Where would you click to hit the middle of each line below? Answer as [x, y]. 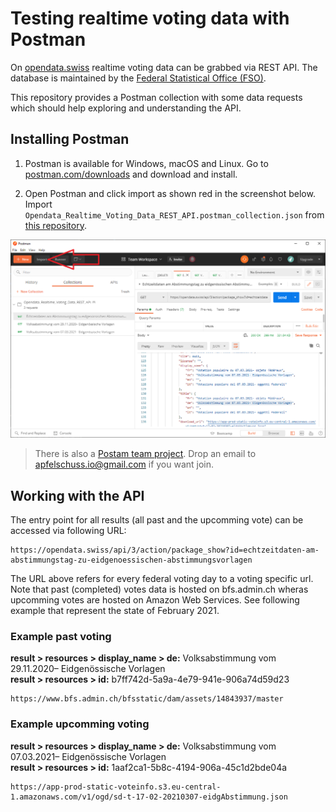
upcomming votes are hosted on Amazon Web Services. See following [155, 600]
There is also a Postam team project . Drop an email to [145, 454]
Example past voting [61, 636]
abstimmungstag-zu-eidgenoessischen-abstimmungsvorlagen [131, 560]
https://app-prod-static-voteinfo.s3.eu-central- [116, 787]
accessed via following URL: [68, 531]
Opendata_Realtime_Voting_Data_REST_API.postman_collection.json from [174, 214]
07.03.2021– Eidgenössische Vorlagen [88, 756]
